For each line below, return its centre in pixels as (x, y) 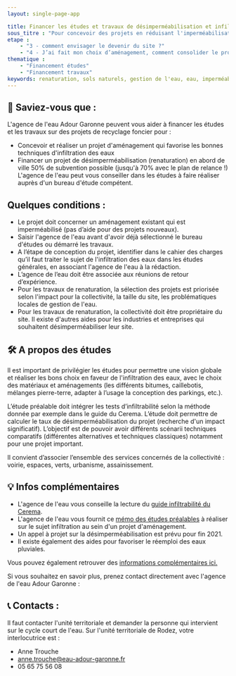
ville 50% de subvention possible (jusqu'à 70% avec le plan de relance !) (123, 168)
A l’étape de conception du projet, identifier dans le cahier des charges (120, 252)
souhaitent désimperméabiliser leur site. (76, 327)
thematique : (26, 60)
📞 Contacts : (33, 606)
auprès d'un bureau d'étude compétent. (75, 183)
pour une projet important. (45, 444)
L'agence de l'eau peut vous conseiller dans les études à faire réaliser (118, 175)
